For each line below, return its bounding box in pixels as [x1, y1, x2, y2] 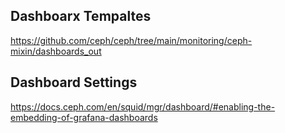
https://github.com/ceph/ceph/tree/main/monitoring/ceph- [10, 34, 253, 46]
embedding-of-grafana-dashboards [10, 111, 158, 123]
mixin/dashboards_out [10, 45, 102, 57]
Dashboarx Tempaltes [10, 8, 152, 25]
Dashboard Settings [10, 74, 138, 91]
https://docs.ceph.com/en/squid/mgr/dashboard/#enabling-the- [10, 100, 276, 113]
